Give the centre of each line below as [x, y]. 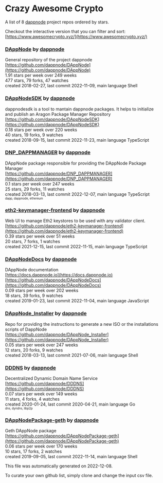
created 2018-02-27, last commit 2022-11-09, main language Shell [71, 86]
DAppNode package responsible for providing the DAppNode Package [76, 163]
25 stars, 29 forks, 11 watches [35, 189]
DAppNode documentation [32, 270]
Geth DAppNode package [31, 431]
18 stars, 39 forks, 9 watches [34, 296]
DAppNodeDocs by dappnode [41, 260]
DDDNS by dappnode [30, 368]
